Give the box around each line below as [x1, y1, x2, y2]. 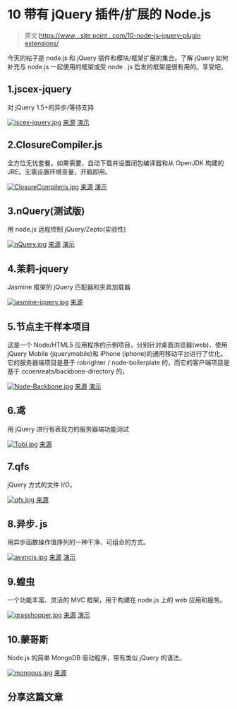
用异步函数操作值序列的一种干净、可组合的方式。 [7, 538, 150, 547]
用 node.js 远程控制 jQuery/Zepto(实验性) [7, 225, 126, 234]
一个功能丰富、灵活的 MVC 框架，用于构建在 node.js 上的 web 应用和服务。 [7, 596, 226, 604]
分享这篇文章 [7, 691, 63, 703]
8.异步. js [7, 518, 48, 530]
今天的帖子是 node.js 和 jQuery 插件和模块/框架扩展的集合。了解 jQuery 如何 [7, 54, 229, 62]
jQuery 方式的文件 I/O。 [7, 480, 76, 489]
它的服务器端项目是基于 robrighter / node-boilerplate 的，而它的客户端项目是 [7, 358, 231, 367]
